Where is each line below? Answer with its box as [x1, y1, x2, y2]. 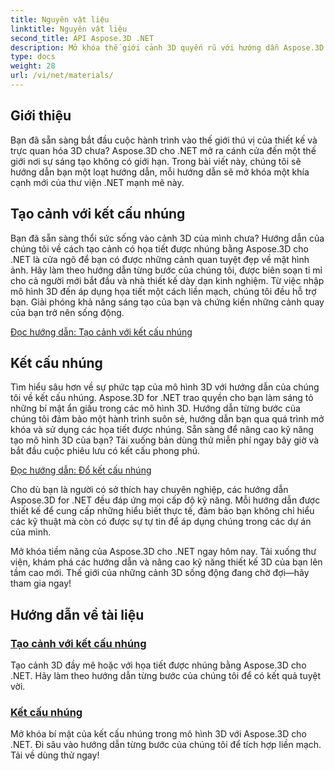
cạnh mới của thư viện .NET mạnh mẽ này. [10, 176, 185, 188]
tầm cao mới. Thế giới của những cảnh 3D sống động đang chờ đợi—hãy [10, 567, 310, 579]
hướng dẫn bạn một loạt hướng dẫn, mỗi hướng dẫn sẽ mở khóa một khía [10, 166, 310, 178]
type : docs [10, 52, 56, 62]
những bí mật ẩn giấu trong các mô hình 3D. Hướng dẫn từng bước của [10, 402, 301, 415]
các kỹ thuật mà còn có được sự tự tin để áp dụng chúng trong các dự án [10, 516, 312, 528]
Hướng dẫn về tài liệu [10, 606, 145, 623]
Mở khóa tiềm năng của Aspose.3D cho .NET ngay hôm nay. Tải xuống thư [10, 546, 317, 558]
